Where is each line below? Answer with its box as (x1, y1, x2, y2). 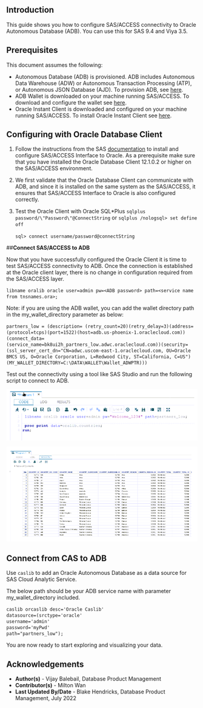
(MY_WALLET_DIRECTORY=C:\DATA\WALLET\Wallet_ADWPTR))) (6, 360, 148, 366)
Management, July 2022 (15, 695, 77, 702)
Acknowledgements (6, 659, 84, 669)
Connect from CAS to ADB (6, 553, 107, 563)
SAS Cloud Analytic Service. (6, 576, 77, 583)
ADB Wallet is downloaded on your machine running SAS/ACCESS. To (15, 92, 190, 100)
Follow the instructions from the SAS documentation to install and (15, 145, 179, 153)
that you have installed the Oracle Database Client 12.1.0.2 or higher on (15, 158, 192, 166)
